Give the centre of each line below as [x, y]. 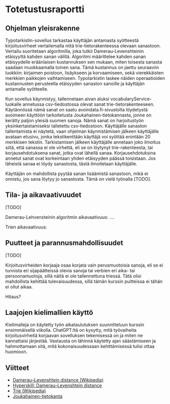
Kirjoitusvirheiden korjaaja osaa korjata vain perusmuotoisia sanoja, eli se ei [84, 265]
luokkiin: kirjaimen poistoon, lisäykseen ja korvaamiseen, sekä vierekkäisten [84, 73]
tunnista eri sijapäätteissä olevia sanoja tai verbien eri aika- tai [70, 270]
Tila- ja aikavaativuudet [43, 195]
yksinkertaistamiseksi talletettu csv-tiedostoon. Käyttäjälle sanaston [76, 126]
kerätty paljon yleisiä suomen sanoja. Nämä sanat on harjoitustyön [75, 120]
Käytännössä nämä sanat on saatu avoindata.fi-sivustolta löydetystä [77, 110]
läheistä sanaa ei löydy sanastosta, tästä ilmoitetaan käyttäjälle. [71, 164]
